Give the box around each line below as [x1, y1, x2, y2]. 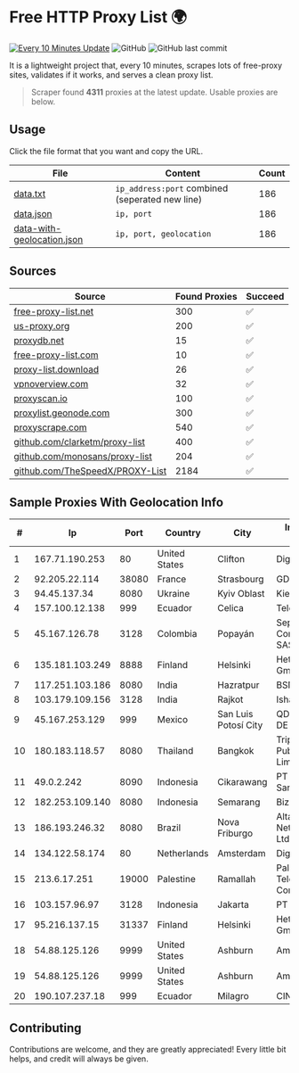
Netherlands [157, 847, 209, 860]
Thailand [157, 745, 194, 757]
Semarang [217, 796, 261, 808]
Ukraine [157, 588, 190, 600]
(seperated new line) [115, 193, 203, 205]
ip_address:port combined [115, 182, 229, 194]
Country [165, 527, 202, 540]
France [157, 573, 187, 585]
